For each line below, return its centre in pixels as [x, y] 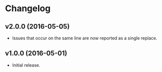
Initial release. [26, 65]
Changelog [28, 9]
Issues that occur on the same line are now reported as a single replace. [85, 38]
